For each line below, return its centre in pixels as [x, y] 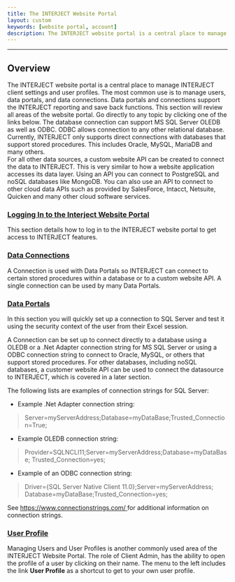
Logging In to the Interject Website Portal [78, 214]
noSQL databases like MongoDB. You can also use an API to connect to [110, 182]
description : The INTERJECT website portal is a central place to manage [117, 33]
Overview [29, 68]
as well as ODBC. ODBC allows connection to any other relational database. [116, 129]
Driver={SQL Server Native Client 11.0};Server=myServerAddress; [119, 486]
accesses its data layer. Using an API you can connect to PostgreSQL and [113, 174]
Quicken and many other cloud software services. [79, 197]
